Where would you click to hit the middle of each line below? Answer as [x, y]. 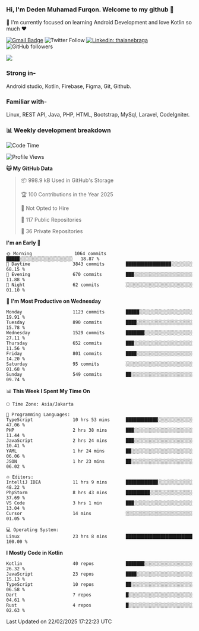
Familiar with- [27, 102]
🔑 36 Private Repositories [52, 231]
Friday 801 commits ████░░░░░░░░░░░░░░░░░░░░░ [99, 354]
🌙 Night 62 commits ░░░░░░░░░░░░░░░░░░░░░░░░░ [99, 285]
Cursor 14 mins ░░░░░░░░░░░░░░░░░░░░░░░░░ [99, 514]
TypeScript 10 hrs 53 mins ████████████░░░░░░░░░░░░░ [99, 420]
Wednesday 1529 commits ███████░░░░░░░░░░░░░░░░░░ [99, 333]
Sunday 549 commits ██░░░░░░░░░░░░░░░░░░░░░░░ [99, 375]
